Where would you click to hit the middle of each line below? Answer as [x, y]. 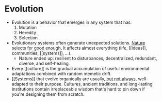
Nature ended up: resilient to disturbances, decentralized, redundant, [88, 58]
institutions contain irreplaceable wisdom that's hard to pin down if [78, 89]
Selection [28, 38]
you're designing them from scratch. [48, 94]
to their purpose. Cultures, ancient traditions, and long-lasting [91, 84]
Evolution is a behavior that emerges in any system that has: [72, 22]
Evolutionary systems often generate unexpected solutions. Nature [78, 43]
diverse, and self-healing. [44, 63]
